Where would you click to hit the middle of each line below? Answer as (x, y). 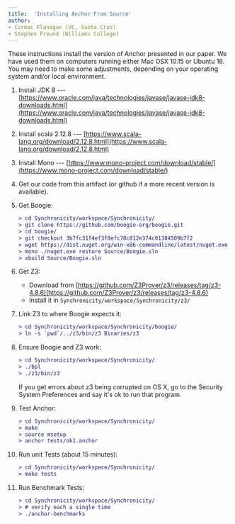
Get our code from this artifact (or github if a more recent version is (116, 184)
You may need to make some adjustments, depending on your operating (113, 69)
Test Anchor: (37, 408)
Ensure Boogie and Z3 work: (60, 347)
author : (19, 21)
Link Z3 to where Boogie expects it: (70, 314)
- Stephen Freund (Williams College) (64, 34)
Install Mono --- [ (44, 163)
